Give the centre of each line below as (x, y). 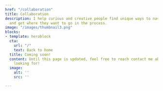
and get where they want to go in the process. (58, 23)
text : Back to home (33, 50)
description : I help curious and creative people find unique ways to (78, 18)
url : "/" (23, 45)
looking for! (27, 63)
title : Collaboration (27, 14)
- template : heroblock (28, 37)
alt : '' (21, 73)
